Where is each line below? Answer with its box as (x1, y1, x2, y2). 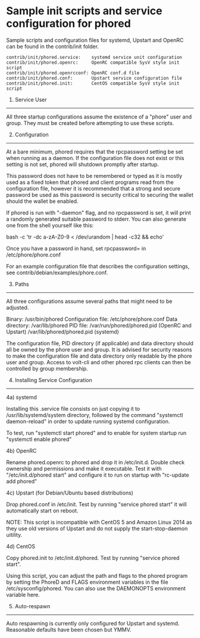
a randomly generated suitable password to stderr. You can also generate (6, 215, 186, 223)
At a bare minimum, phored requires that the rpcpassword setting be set (6, 148, 183, 155)
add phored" (6, 477, 37, 484)
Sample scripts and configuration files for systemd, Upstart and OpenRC (6, 36, 184, 43)
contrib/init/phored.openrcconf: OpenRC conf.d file (6, 70, 140, 76)
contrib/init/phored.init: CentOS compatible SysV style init (6, 80, 180, 86)
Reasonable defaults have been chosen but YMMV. (6, 626, 132, 633)
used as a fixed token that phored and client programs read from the (6, 179, 174, 186)
